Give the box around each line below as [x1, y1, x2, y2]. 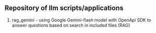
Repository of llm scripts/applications [4, 4, 124, 12]
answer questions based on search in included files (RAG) [11, 22, 130, 28]
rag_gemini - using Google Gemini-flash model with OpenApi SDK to [11, 17, 152, 23]
